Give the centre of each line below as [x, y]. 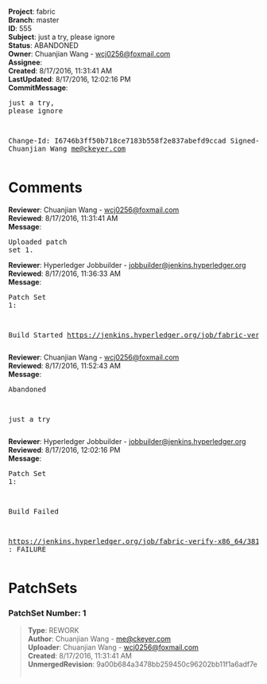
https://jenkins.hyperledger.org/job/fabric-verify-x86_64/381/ [136, 541]
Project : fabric [32, 12]
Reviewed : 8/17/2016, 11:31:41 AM [63, 218]
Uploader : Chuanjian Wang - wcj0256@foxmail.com [113, 647]
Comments [45, 188]
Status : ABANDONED [44, 45]
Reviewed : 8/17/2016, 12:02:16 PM [64, 450]
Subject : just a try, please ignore [62, 37]
